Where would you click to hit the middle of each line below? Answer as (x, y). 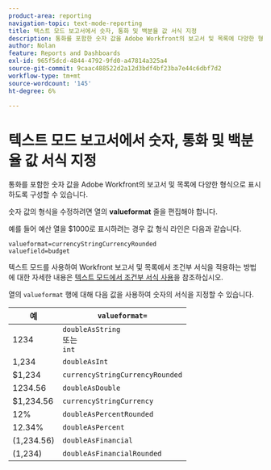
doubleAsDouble (92, 388)
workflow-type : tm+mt (45, 76)
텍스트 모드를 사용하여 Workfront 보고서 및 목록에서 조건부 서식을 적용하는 (125, 267)
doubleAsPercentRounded (108, 414)
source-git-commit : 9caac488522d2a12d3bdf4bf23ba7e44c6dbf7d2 (115, 69)
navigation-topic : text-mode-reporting (75, 23)
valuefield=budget (39, 251)
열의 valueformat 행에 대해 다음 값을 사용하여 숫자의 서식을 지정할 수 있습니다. (131, 295)
